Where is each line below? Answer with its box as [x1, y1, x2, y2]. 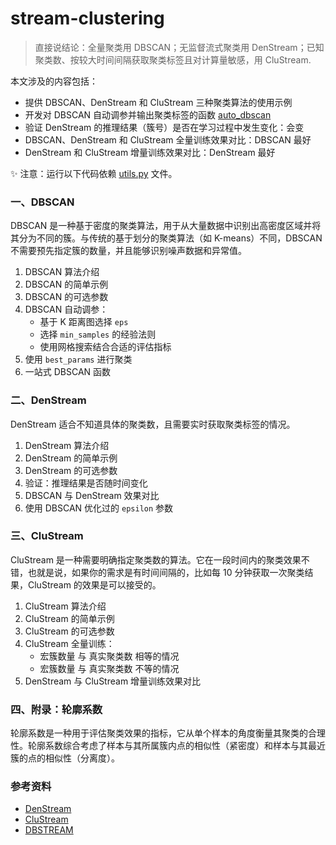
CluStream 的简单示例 [24, 612, 115, 624]
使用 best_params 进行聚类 [24, 353, 133, 366]
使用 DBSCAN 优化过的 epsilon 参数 [24, 502, 174, 514]
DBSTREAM [24, 824, 74, 836]
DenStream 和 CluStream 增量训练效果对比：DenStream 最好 [24, 146, 276, 158]
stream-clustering [10, 7, 165, 30]
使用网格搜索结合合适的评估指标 [39, 341, 172, 353]
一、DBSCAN [10, 195, 75, 209]
